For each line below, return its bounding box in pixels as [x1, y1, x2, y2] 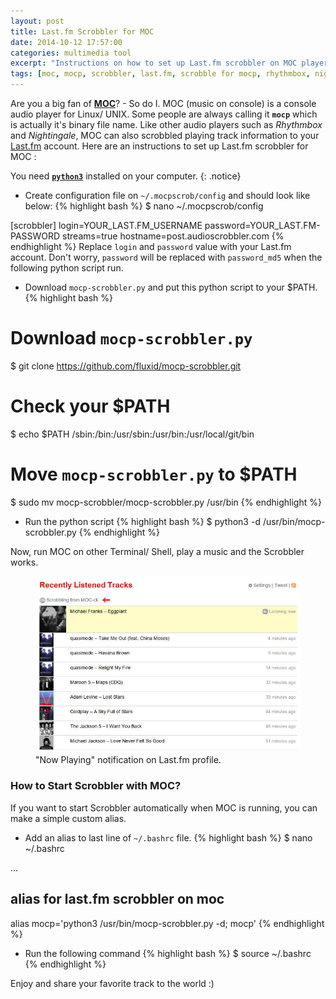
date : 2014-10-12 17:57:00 [10, 37, 123, 47]
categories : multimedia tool [10, 48, 132, 58]
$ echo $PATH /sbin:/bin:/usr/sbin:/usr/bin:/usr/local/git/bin [10, 428, 255, 440]
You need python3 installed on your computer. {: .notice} [10, 170, 242, 182]
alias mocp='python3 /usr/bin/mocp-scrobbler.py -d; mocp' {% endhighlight [10, 917, 325, 929]
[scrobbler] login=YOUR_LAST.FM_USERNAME [10, 220, 203, 231]
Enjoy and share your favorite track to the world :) [10, 977, 215, 989]
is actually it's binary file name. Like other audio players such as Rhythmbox [10, 119, 323, 130]
